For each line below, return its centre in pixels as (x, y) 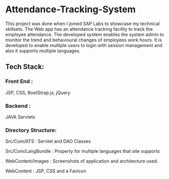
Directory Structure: (31, 130)
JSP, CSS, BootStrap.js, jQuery (38, 93)
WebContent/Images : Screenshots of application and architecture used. (82, 161)
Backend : (18, 106)
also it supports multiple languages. (43, 51)
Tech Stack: (25, 67)
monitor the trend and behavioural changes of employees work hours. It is (83, 40)
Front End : (19, 81)
